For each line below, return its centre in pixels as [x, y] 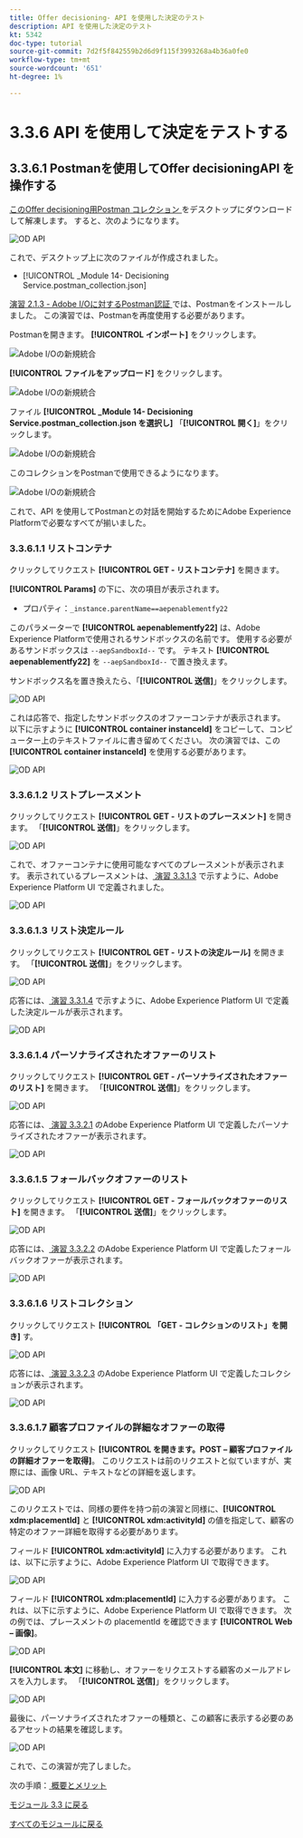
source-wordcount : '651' [56, 69]
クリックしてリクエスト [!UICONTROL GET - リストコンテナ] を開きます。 [147, 570]
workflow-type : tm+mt [50, 60]
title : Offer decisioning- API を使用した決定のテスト [107, 18]
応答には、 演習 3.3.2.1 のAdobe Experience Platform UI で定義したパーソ [146, 1124]
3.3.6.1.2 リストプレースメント [76, 794]
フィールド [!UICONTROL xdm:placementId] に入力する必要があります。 [145, 1599]
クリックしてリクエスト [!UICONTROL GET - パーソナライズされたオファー [148, 1076]
